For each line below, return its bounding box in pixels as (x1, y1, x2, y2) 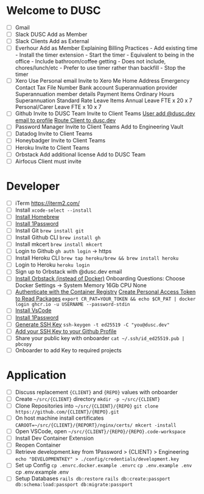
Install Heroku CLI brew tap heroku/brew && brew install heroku (15, 254, 178, 262)
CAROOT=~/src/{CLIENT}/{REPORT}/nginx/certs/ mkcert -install (15, 422, 177, 428)
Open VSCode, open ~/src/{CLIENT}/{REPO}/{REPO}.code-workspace (15, 428, 186, 435)
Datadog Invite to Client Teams (15, 130, 93, 137)
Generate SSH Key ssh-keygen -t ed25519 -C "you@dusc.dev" (15, 321, 170, 328)
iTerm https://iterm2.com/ (15, 199, 80, 207)
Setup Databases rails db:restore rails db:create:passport (15, 475, 171, 482)
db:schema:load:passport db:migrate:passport (15, 482, 133, 488)
